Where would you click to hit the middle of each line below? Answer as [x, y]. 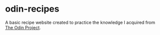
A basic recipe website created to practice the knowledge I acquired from [80, 22]
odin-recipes [32, 9]
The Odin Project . [23, 27]
